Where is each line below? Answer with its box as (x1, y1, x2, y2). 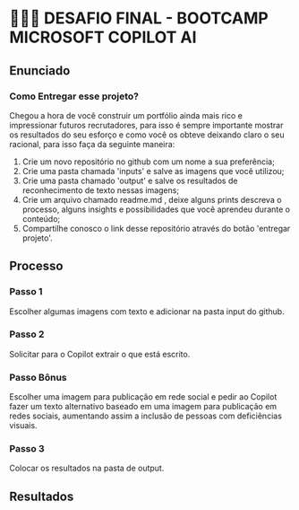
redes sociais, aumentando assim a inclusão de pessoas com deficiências (9, 410, 282, 421)
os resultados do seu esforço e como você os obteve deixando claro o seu (9, 129, 285, 140)
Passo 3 (9, 443, 45, 455)
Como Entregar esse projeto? (9, 90, 139, 102)
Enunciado (9, 63, 71, 78)
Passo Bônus (9, 371, 67, 383)
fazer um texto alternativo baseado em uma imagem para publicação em (9, 401, 278, 412)
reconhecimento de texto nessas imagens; (21, 184, 180, 196)
